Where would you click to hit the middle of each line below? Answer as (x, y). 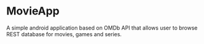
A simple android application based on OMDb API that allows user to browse (102, 28)
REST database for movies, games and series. (64, 34)
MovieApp (33, 11)
